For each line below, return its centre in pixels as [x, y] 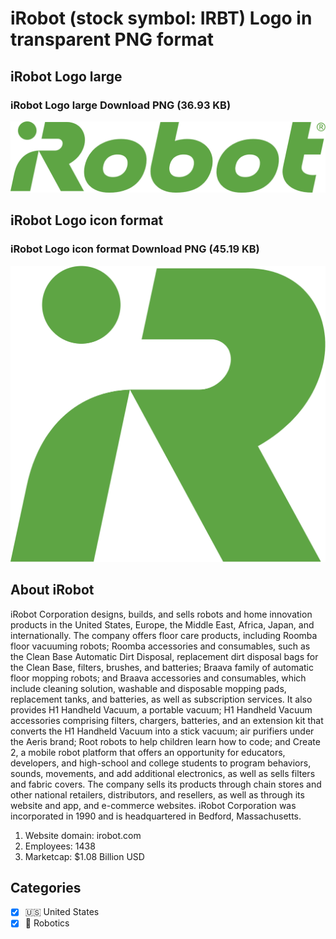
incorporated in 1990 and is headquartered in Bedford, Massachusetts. [156, 816]
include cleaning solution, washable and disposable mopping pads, [148, 688]
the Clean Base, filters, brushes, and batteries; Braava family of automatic [162, 667]
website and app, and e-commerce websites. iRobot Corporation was [153, 805]
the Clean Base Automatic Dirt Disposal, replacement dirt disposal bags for [164, 656]
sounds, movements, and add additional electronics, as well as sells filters [163, 773]
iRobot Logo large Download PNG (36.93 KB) [121, 105]
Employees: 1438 [60, 846]
